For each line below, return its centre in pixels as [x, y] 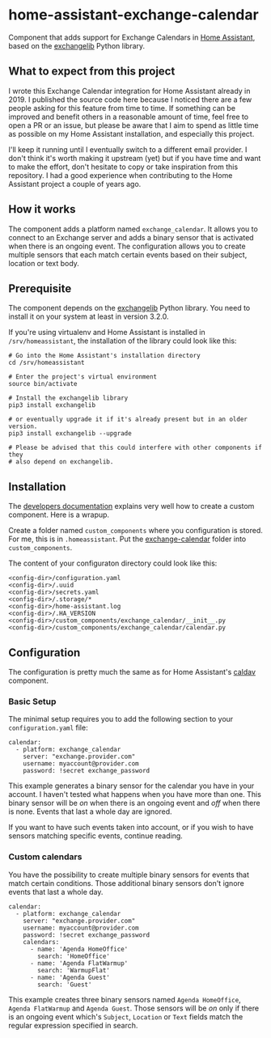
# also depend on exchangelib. [61, 462]
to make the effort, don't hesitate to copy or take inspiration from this [123, 167]
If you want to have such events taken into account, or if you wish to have [131, 828]
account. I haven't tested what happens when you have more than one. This [135, 794]
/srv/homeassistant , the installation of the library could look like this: [123, 341]
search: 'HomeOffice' [74, 956]
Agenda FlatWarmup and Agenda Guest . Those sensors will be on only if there [134, 1008]
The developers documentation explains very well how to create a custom [131, 506]
